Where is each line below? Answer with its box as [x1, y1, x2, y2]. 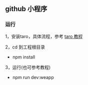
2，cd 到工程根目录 [5, 44, 45, 50]
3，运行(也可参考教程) [5, 64, 51, 70]
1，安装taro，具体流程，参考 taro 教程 [5, 33, 83, 39]
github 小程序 [5, 4, 47, 13]
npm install [12, 54, 35, 60]
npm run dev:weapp [12, 74, 54, 80]
